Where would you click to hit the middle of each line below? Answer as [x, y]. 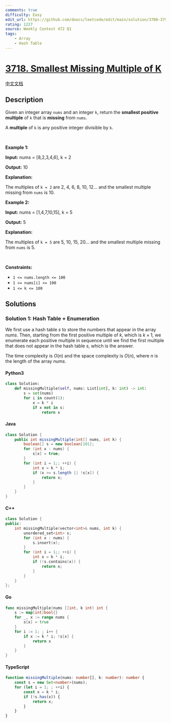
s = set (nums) [38, 393]
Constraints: [19, 267]
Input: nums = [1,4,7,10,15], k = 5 [39, 212]
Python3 [15, 373]
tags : [11, 34]
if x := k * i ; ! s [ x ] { [49, 636]
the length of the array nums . [36, 361]
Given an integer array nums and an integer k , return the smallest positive [82, 112]
